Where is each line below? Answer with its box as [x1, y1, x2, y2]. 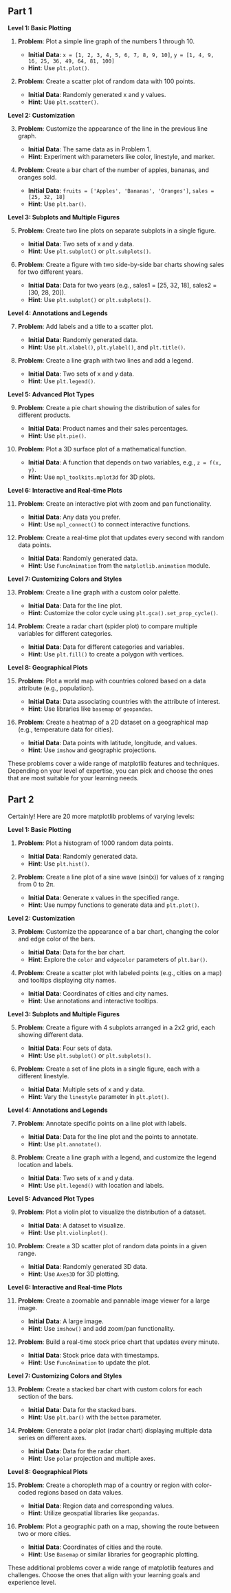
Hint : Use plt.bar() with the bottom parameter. [27, 1413, 162, 1421]
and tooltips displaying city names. [17, 976, 117, 984]
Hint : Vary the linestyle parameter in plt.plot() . [27, 1092, 169, 1100]
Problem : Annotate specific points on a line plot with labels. [17, 1119, 187, 1127]
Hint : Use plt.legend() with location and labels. [27, 1181, 164, 1189]
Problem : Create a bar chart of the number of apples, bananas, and [17, 165, 209, 174]
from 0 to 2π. [17, 880, 56, 888]
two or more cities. [17, 1529, 71, 1537]
